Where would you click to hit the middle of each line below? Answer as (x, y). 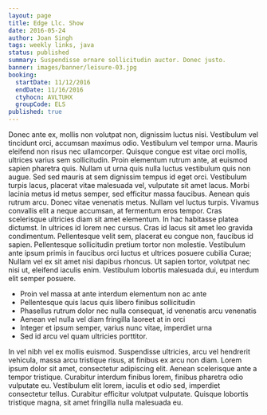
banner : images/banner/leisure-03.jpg (73, 68)
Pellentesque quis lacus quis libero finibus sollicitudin (107, 302)
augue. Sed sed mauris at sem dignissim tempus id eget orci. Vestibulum (128, 177)
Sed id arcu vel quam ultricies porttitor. (83, 336)
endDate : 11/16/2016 (49, 90)
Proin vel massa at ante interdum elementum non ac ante (113, 294)
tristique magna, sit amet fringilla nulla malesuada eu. (96, 402)
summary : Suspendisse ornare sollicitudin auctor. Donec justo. (117, 61)
